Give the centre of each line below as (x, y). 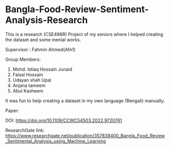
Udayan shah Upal (32, 80)
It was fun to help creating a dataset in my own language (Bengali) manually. (85, 101)
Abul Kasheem (28, 91)
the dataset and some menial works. (43, 40)
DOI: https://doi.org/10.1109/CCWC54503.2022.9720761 (64, 120)
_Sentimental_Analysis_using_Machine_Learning (56, 141)
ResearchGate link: (25, 130)
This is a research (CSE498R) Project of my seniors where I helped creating (84, 34)
